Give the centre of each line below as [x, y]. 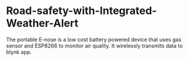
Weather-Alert [42, 23]
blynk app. [19, 52]
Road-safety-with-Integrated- [82, 11]
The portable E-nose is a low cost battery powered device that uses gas [94, 39]
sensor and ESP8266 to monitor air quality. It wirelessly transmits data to [94, 46]
